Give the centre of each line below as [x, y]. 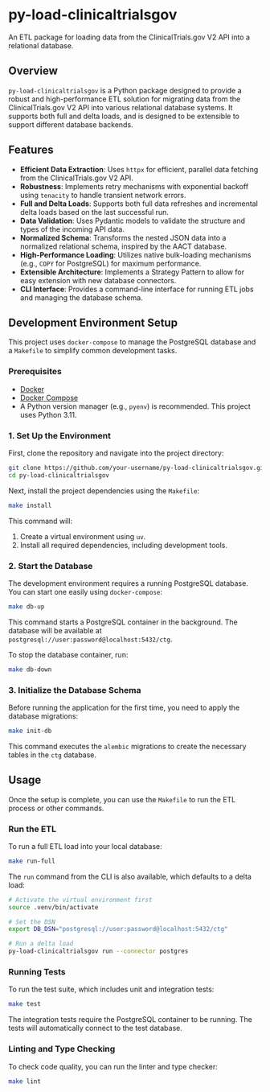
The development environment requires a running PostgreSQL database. [129, 583]
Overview [33, 71]
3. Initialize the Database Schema [75, 690]
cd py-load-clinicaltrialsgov [59, 475]
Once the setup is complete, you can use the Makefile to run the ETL [122, 799]
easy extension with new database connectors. [98, 280]
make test [25, 1004]
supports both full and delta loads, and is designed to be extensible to [124, 116]
